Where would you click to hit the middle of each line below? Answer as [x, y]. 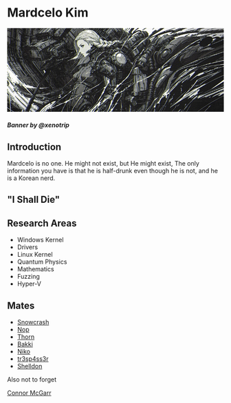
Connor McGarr [29, 393]
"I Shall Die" [34, 200]
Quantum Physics [42, 262]
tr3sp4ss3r [33, 358]
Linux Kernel [35, 255]
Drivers [27, 247]
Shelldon [30, 366]
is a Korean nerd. [31, 178]
